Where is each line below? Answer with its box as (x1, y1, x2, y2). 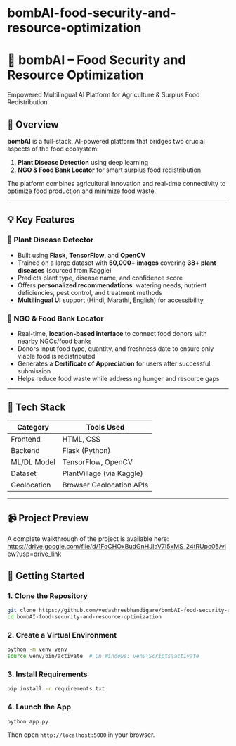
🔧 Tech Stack (7, 402, 66, 414)
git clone (7, 607, 37, 614)
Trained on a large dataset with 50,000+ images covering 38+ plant (17, 259, 216, 267)
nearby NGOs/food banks (17, 337, 92, 345)
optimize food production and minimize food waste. (7, 187, 157, 195)
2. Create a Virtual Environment (7, 630, 117, 640)
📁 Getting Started (7, 569, 85, 582)
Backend (11, 445, 40, 455)
